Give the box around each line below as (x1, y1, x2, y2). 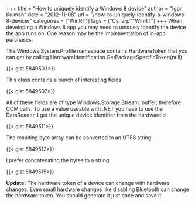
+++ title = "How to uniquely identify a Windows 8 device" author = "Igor (6, 5, 182, 12)
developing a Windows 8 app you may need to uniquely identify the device (6, 23, 186, 30)
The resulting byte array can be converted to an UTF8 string (6, 134, 152, 141)
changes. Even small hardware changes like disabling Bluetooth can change (6, 186, 189, 193)
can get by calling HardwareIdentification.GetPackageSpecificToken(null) (6, 54, 183, 60)
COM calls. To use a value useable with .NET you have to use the (6, 105, 163, 112)
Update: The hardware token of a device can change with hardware (6, 180, 170, 186)
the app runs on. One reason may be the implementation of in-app (6, 30, 166, 37)
